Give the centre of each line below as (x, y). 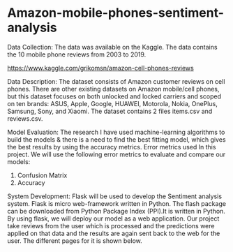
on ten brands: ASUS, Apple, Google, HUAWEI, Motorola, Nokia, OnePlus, (112, 103)
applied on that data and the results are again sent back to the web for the (114, 233)
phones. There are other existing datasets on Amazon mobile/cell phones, (113, 89)
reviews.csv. (25, 118)
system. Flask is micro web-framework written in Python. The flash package (117, 203)
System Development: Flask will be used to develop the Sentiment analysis (114, 196)
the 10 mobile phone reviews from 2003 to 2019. (77, 54)
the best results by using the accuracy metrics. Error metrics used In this (112, 147)
